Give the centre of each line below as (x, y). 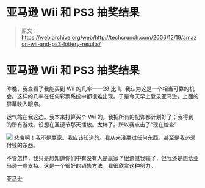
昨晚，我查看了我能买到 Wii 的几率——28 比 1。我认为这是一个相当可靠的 (98, 89)
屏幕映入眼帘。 (25, 104)
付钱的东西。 (22, 145)
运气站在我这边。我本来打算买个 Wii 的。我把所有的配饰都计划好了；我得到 (100, 117)
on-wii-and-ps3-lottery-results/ (61, 44)
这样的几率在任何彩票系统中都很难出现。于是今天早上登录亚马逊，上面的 (108, 96)
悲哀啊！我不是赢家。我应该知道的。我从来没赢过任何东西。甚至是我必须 (105, 137)
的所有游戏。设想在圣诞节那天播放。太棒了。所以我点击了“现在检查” (92, 124)
